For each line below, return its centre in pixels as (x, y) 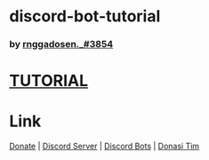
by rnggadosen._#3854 (61, 44)
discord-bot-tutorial (85, 16)
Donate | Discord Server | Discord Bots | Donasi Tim (104, 146)
